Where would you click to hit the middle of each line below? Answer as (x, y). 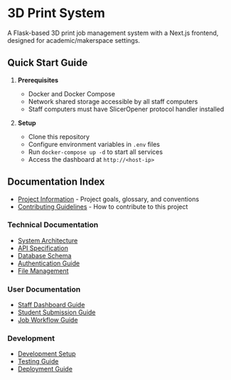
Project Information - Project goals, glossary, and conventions (108, 199)
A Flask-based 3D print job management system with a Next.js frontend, (113, 33)
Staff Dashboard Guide (51, 305)
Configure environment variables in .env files (94, 144)
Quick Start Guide (48, 63)
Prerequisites (38, 80)
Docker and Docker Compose (72, 93)
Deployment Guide (45, 369)
